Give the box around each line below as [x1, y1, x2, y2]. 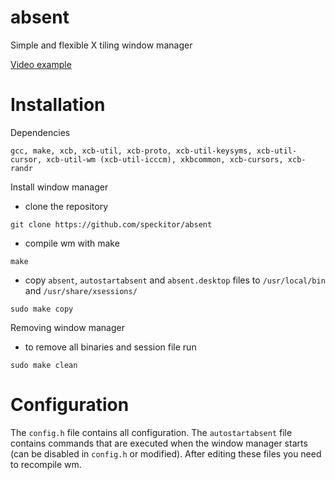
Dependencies [10, 126, 71, 138]
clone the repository [24, 200, 109, 212]
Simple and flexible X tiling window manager [10, 39, 193, 51]
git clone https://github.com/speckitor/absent [10, 219, 213, 230]
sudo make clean [10, 360, 78, 370]
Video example [10, 58, 72, 70]
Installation [10, 94, 106, 116]
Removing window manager [10, 321, 125, 333]
